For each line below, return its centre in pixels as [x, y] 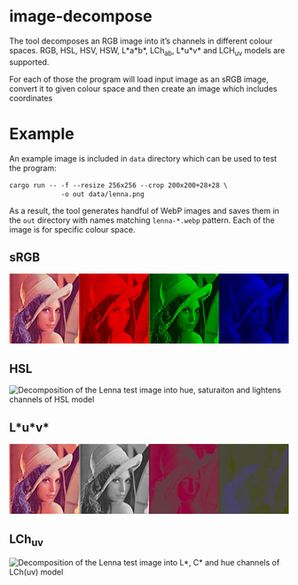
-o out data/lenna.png [102, 194]
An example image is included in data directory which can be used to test [143, 158]
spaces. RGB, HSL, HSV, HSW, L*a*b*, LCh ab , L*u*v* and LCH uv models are [147, 51]
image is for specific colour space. [72, 229]
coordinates [31, 98]
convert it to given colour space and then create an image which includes [143, 88]
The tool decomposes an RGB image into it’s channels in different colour [141, 41]
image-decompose [81, 16]
